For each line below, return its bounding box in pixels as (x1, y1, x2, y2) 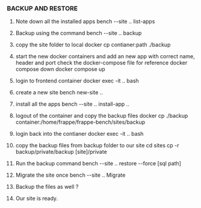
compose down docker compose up (15, 66, 105, 73)
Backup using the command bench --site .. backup (15, 29, 142, 37)
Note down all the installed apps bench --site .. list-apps (15, 18, 155, 25)
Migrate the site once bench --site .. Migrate (15, 171, 126, 179)
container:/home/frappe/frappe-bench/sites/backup (15, 118, 146, 126)
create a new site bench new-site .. (15, 89, 103, 96)
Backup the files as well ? (15, 183, 79, 191)
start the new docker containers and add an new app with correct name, (15, 53, 195, 60)
